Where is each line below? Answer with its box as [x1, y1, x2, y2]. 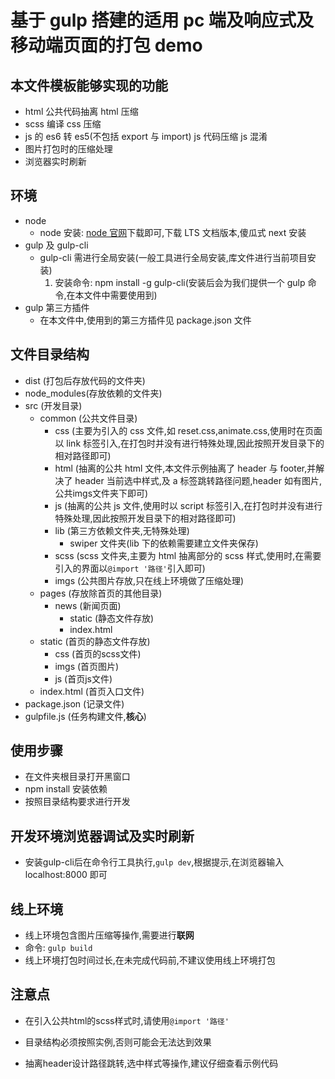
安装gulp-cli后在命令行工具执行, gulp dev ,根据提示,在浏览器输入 [24, 856, 285, 868]
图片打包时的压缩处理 [24, 143, 113, 155]
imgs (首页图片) [54, 660, 120, 672]
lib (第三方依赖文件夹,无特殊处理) [54, 524, 190, 536]
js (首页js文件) [54, 672, 113, 685]
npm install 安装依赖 [24, 783, 108, 795]
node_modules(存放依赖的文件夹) [24, 387, 163, 399]
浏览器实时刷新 [24, 156, 87, 167]
